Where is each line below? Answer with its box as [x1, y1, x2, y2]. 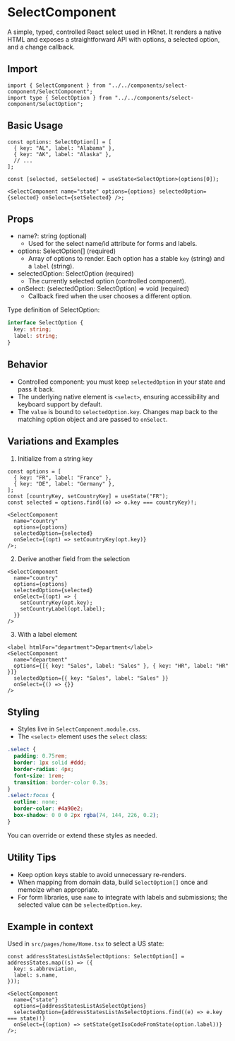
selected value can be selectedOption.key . [17, 900, 143, 909]
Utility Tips [7, 852, 56, 864]
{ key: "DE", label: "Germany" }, [13, 480, 115, 488]
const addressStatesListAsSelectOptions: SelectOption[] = [7, 953, 185, 960]
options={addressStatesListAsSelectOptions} [13, 1003, 147, 1010]
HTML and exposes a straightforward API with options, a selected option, [7, 35, 220, 43]
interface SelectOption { [7, 319, 83, 327]
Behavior [7, 358, 48, 371]
